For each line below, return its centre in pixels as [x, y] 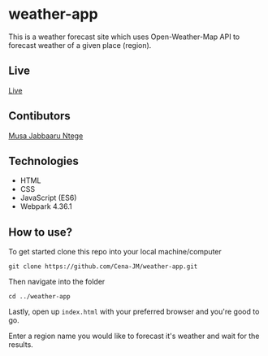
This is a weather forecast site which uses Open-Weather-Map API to [124, 37]
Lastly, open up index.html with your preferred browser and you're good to [134, 312]
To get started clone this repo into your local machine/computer [115, 252]
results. [21, 345]
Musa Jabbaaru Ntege [46, 136]
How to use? [41, 232]
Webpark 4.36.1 [46, 206]
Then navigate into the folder [57, 282]
